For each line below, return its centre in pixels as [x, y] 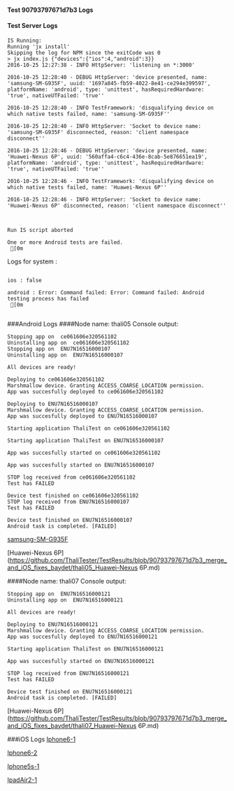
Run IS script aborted [40, 230]
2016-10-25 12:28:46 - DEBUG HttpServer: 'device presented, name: [108, 150]
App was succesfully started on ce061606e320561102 [84, 453]
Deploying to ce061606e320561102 [56, 379]
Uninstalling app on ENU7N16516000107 [65, 355]
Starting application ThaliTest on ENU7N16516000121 [86, 649]
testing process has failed [48, 298]
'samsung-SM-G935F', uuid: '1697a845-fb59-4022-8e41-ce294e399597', [109, 83]
